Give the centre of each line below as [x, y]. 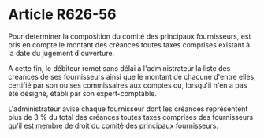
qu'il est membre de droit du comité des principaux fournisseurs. [113, 125]
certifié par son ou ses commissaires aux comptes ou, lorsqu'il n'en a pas [128, 85]
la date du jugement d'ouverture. [61, 53]
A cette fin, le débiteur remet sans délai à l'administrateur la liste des [119, 68]
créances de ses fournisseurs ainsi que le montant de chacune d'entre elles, [132, 76]
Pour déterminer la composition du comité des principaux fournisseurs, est [130, 36]
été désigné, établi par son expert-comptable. [83, 93]
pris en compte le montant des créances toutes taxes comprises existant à [129, 44]
